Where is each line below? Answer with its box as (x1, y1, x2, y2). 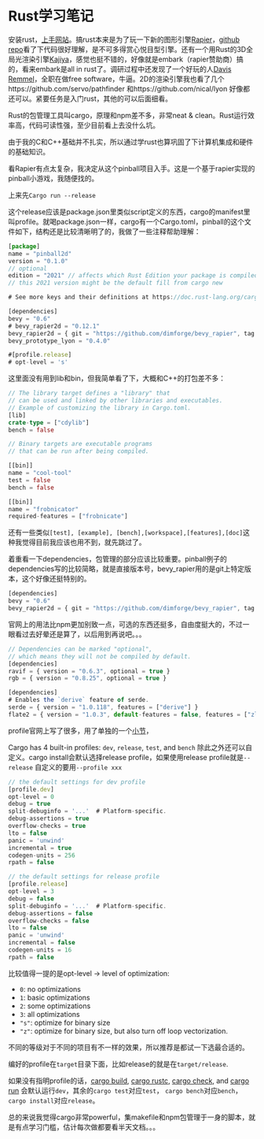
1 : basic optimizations (19, 992, 90, 1002)
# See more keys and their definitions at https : (8, 293, 174, 302)
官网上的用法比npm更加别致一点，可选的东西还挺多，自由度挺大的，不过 (8, 619, 244, 629)
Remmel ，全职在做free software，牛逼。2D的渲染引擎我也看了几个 (8, 74, 225, 83)
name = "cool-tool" (8, 469, 72, 477)
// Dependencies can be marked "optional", (8, 645, 153, 653)
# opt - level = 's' (8, 358, 68, 366)
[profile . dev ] (8, 785, 55, 793)
